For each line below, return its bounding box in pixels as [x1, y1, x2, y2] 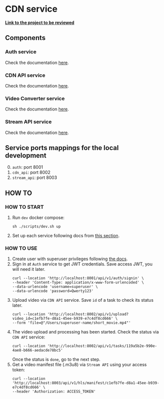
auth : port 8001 [12, 164, 43, 170]
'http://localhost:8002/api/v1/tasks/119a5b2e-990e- [47, 344, 158, 349]
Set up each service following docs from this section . [12, 233, 120, 239]
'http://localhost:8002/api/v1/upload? [47, 312, 129, 317]
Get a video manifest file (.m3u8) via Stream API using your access [12, 362, 147, 368]
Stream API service [5, 118, 52, 125]
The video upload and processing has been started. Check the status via [12, 329, 159, 335]
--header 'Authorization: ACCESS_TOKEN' [12, 389, 96, 394]
